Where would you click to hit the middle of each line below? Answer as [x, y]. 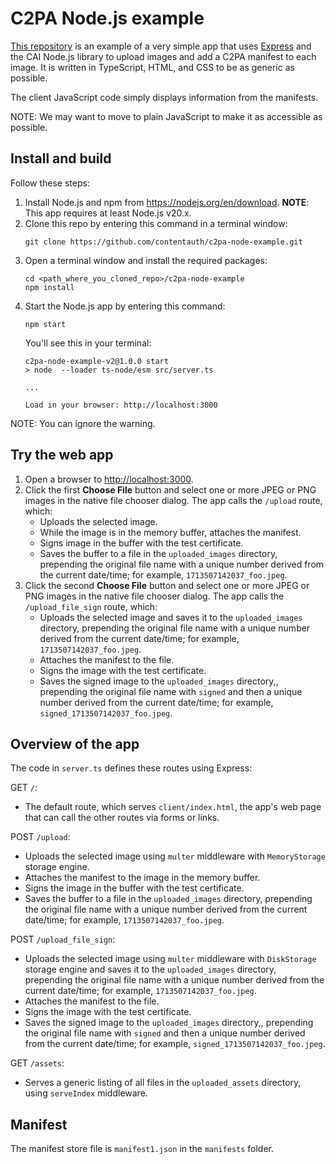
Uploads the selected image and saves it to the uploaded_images [171, 617]
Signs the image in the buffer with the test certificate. [134, 888]
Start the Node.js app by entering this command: [125, 306]
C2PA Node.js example [107, 18]
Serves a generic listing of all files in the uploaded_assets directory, [163, 1083]
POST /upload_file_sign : [63, 939]
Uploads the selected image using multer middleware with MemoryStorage [175, 856]
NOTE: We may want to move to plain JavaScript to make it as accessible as [166, 116]
